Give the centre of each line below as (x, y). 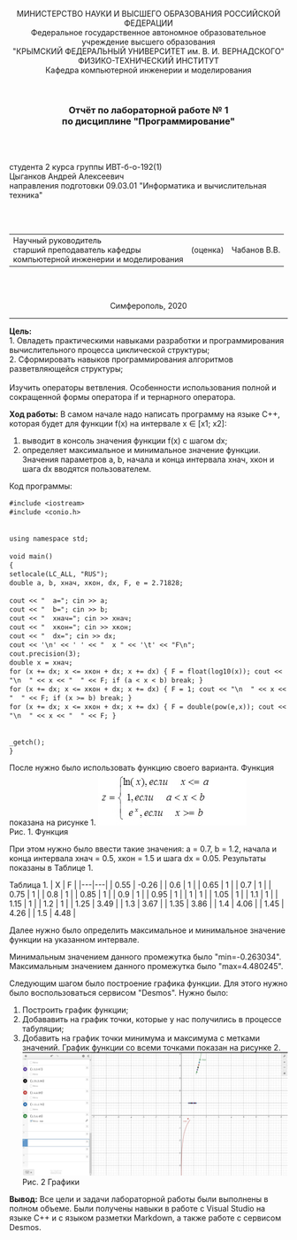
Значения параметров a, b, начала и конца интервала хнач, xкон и (148, 459)
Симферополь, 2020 (148, 305)
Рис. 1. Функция (39, 831)
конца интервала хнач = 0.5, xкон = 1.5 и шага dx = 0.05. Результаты (138, 858)
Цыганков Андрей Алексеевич (67, 176)
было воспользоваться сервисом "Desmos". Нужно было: (119, 992)
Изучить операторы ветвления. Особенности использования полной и (143, 387)
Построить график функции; (75, 1010)
